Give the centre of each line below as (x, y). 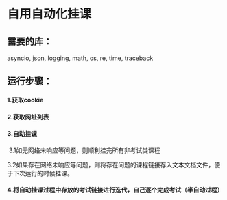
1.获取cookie (25, 100)
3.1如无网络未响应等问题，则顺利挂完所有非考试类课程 (84, 150)
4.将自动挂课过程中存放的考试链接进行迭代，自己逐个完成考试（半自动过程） (115, 190)
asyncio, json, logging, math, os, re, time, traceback (80, 58)
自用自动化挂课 (49, 14)
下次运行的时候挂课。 (43, 173)
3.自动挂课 (22, 134)
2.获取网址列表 (28, 117)
